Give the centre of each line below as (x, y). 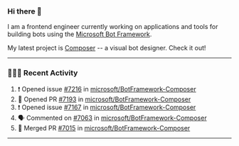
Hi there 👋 (25, 11)
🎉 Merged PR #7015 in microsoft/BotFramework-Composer (104, 128)
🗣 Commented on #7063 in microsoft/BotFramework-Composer (112, 118)
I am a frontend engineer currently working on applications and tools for (113, 27)
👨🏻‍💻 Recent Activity (43, 73)
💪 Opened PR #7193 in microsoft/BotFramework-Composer (104, 99)
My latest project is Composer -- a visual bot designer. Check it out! (107, 48)
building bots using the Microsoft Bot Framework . (80, 34)
